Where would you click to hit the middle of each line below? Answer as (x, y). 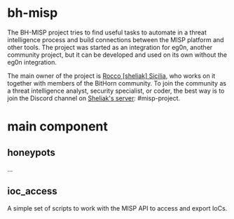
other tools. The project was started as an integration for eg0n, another (110, 47)
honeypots (32, 152)
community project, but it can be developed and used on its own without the (117, 55)
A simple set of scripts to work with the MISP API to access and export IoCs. (117, 208)
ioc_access (32, 191)
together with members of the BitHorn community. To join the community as (117, 83)
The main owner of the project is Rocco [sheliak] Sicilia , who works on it (111, 76)
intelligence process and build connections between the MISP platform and (116, 39)
